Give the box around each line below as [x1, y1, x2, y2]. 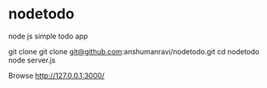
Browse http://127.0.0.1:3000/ [8, 70, 105, 80]
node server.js [8, 55, 56, 65]
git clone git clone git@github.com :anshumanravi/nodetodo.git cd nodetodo [8, 46, 260, 56]
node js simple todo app [8, 31, 88, 41]
